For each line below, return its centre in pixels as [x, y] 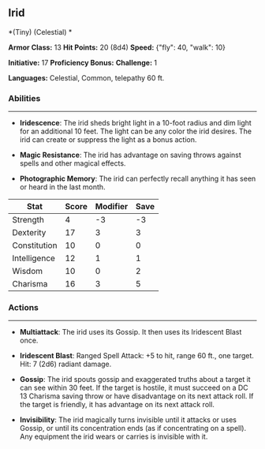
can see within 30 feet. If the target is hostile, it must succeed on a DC [134, 388]
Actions [24, 308]
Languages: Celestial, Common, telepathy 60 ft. [86, 77]
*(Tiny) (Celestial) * [40, 32]
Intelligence [34, 258]
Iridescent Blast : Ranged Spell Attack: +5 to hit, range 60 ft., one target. [137, 356]
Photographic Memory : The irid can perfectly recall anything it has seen [138, 179]
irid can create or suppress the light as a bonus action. [108, 140]
